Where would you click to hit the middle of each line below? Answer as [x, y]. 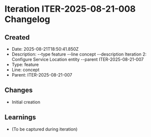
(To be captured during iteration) [44, 129]
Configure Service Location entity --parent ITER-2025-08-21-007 [77, 59]
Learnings [20, 117]
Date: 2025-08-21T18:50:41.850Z [45, 49]
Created [17, 37]
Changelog [27, 19]
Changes [19, 90]
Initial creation [26, 102]
